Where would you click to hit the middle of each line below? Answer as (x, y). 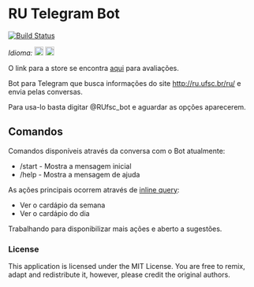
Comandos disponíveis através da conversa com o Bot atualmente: (117, 151)
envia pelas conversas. (45, 91)
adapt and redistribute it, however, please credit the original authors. (119, 275)
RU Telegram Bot (64, 14)
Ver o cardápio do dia (54, 213)
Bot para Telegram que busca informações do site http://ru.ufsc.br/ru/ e (125, 83)
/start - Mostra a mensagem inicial (75, 166)
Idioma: (21, 53)
